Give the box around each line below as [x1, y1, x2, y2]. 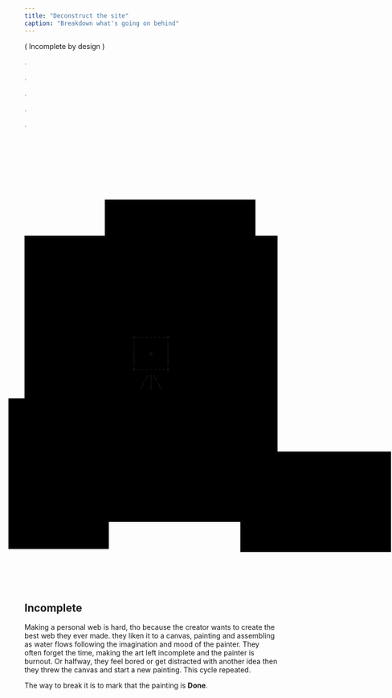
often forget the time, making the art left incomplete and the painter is [24, 648, 255, 658]
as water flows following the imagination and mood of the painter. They [24, 639, 259, 649]
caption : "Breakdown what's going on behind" [24, 19, 179, 27]
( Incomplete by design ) [24, 41, 105, 51]
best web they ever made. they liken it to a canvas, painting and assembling [24, 631, 276, 641]
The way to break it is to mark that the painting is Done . [24, 680, 208, 691]
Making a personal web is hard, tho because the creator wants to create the [24, 622, 276, 632]
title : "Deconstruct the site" [24, 11, 129, 20]
